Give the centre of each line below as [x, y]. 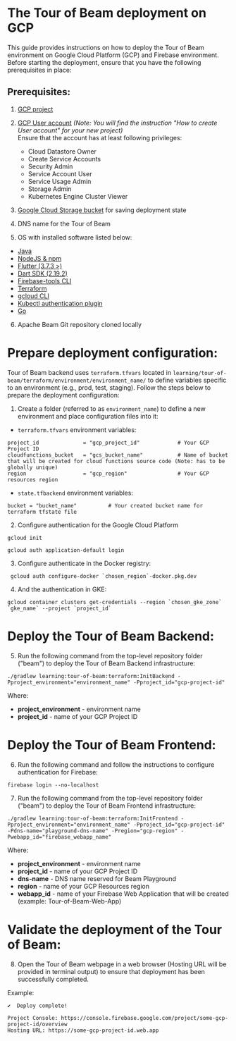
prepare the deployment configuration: [63, 395]
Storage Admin [50, 189]
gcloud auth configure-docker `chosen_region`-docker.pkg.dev [104, 576]
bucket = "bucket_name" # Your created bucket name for [105, 505]
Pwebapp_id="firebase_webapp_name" [60, 837]
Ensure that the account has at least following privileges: [100, 137]
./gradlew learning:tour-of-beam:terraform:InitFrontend [93, 818]
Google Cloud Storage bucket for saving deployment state [102, 210]
